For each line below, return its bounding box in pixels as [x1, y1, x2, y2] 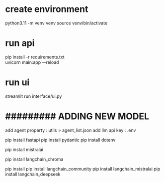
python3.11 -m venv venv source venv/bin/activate [5, 20, 108, 26]
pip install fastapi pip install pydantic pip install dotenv [5, 137, 116, 143]
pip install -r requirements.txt [5, 54, 65, 60]
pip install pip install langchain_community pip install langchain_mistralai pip [5, 166, 161, 172]
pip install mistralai [5, 146, 44, 153]
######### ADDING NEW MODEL [5, 111, 150, 122]
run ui [5, 77, 30, 88]
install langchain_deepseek [5, 171, 61, 177]
